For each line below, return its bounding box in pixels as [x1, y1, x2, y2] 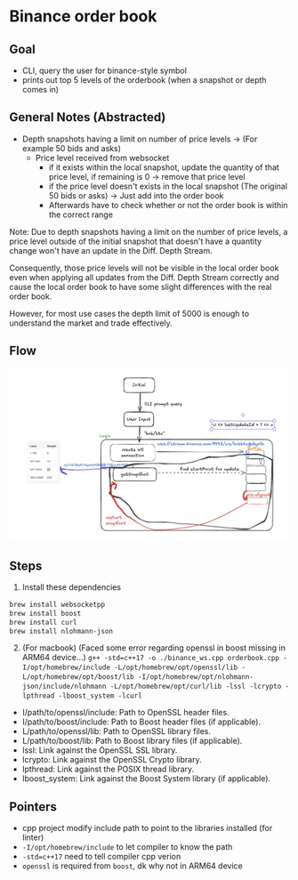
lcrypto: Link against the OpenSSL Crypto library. [21, 755, 202, 765]
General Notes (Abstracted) [9, 109, 166, 125]
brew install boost [9, 610, 82, 618]
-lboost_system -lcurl [58, 691, 142, 700]
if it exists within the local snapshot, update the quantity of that [48, 162, 280, 173]
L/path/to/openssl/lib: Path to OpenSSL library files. [21, 726, 212, 737]
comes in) [21, 85, 60, 94]
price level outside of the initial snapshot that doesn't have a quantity [9, 236, 262, 246]
